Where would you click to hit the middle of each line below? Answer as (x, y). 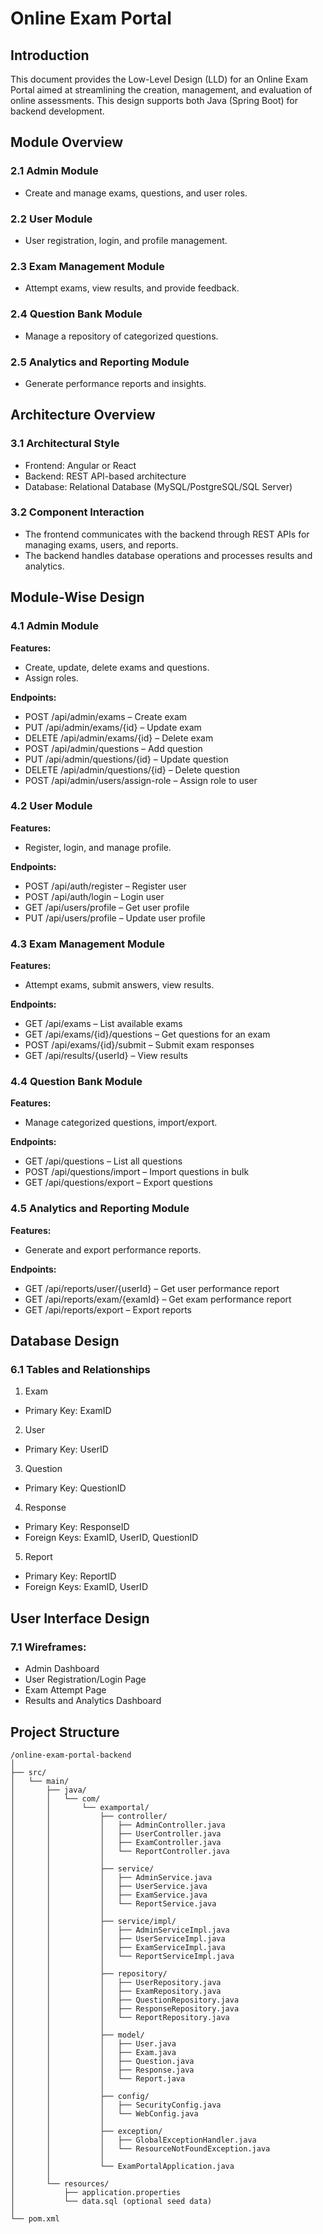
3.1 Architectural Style (65, 444)
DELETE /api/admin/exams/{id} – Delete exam (119, 738)
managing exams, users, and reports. (101, 544)
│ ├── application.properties (96, 2192)
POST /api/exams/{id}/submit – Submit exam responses (139, 1045)
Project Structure (65, 1732)
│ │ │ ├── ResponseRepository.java (125, 2008)
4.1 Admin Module (54, 626)
